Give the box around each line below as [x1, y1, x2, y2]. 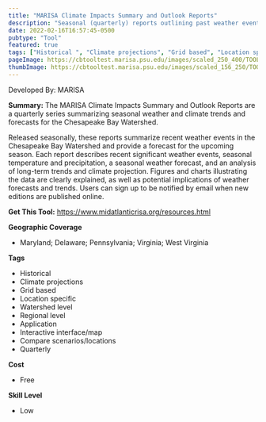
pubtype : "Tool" [8, 33, 62, 42]
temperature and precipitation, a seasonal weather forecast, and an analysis [8, 158, 256, 167]
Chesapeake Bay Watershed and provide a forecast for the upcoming [8, 140, 234, 151]
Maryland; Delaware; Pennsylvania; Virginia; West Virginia [19, 237, 209, 247]
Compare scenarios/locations [19, 336, 116, 345]
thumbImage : [8, 63, 47, 71]
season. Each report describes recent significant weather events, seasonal [8, 149, 252, 159]
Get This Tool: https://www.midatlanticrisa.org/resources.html [8, 207, 211, 217]
